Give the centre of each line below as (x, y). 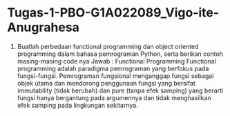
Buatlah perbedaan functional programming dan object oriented (108, 46)
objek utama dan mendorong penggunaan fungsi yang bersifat (106, 83)
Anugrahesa (43, 27)
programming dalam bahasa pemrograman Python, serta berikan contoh (120, 54)
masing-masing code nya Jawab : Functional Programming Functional (116, 61)
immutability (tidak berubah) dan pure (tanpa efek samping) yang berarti (120, 90)
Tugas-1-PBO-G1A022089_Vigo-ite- (113, 13)
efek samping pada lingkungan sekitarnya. (77, 105)
